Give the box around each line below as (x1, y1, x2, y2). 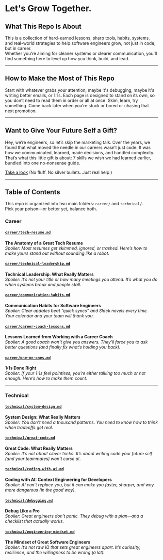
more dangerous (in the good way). (5, 487, 76, 493)
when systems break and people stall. (5, 281, 81, 287)
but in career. (5, 46, 32, 51)
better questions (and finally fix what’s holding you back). (5, 344, 121, 350)
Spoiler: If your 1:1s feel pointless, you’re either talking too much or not (5, 370, 146, 376)
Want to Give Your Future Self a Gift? (5, 127, 117, 135)
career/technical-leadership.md (5, 262, 70, 266)
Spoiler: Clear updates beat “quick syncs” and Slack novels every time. (5, 308, 148, 313)
